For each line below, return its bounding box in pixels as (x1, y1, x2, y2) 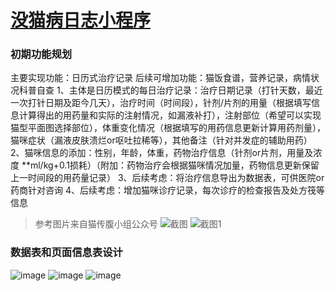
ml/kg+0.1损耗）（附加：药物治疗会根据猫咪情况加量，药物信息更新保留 (29, 159, 320, 171)
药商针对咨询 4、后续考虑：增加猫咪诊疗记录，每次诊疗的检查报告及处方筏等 (10, 184, 325, 196)
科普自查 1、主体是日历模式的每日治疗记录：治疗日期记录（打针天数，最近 (18, 84, 323, 96)
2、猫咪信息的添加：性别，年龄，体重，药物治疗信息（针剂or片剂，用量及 (10, 147, 314, 159)
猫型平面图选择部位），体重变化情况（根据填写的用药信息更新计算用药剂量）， (10, 122, 326, 134)
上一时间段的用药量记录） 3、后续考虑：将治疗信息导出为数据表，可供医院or (10, 172, 325, 184)
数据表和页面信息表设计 (10, 246, 123, 260)
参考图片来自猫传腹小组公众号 (34, 218, 158, 230)
